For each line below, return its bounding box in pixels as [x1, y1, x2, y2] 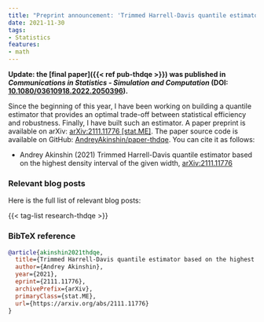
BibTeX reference [8, 231, 76, 242]
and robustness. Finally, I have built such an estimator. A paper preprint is [8, 119, 246, 127]
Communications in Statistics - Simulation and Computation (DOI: [8, 78, 229, 87]
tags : [8, 26, 26, 34]
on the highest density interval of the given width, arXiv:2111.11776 [19, 159, 233, 167]
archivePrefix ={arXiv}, [15, 284, 93, 293]
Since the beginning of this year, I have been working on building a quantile [8, 101, 252, 111]
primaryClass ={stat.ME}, [15, 292, 97, 300]
